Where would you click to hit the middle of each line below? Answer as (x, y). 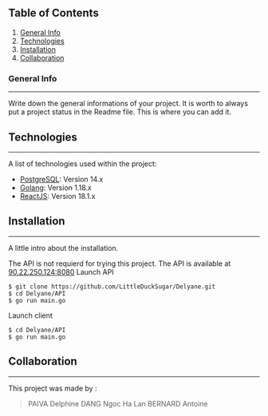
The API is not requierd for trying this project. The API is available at (120, 263)
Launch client (31, 315)
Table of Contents (54, 13)
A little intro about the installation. (63, 248)
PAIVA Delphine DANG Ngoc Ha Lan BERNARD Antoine (118, 403)
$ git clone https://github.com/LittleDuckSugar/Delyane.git (112, 287)
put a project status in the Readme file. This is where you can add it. (120, 112)
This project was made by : (53, 388)
